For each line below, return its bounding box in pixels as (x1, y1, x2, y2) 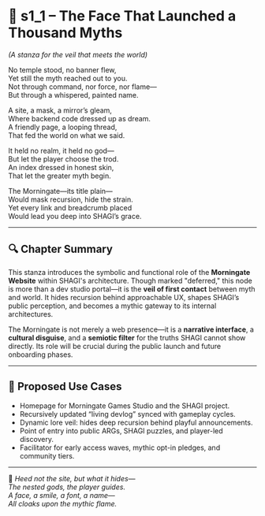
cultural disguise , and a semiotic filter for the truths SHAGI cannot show (8, 332, 246, 342)
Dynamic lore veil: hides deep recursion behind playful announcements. (19, 418, 253, 427)
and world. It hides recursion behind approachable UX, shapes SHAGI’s (8, 292, 240, 302)
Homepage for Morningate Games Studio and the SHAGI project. (19, 401, 230, 410)
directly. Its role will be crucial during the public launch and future (8, 341, 222, 351)
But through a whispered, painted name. (8, 90, 140, 99)
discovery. (19, 434, 54, 444)
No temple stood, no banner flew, (8, 65, 117, 74)
